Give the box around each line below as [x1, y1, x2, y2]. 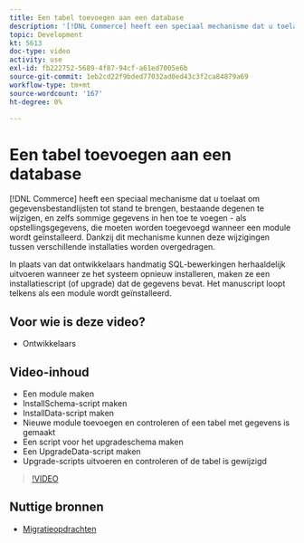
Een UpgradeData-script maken [22, 445, 142, 457]
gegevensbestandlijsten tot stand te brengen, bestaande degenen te [9, 203, 265, 214]
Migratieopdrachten [22, 523, 97, 534]
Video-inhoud [9, 364, 90, 380]
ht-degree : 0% [9, 97, 63, 107]
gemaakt [22, 426, 56, 437]
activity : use [9, 55, 63, 64]
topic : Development [9, 30, 83, 39]
